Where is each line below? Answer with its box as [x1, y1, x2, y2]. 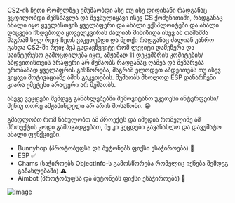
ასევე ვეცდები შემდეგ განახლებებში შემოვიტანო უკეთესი [7, 94, 179, 103]
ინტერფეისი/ [180, 94, 219, 103]
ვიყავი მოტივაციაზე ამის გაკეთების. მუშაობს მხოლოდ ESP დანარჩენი [7, 73, 216, 81]
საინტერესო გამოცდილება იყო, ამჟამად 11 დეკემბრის [7, 51, 168, 59]
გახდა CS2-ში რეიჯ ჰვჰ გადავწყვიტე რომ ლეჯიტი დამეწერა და [7, 44, 195, 51]
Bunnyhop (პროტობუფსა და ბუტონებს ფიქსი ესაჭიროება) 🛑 [17, 144, 195, 152]
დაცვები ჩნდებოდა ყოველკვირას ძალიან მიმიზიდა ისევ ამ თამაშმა [7, 28, 209, 37]
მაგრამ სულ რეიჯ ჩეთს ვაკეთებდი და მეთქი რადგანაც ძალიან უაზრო [7, 36, 215, 44]
